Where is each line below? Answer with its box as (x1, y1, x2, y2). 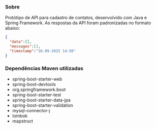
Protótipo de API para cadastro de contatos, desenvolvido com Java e (5, 15, 147, 21)
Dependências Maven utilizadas (5, 65, 84, 72)
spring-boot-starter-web (12, 76, 62, 82)
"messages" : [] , (9, 44, 41, 49)
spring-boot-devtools (12, 81, 56, 87)
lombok (12, 113, 28, 119)
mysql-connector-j (12, 107, 50, 113)
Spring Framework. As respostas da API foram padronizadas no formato (5, 20, 151, 26)
